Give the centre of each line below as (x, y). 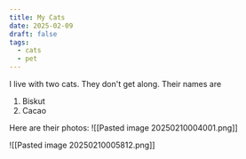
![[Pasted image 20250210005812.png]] (82, 145)
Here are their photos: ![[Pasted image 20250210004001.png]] (123, 128)
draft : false (33, 34)
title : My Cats (37, 17)
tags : (19, 42)
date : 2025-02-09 (41, 26)
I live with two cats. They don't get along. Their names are (115, 84)
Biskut (34, 101)
